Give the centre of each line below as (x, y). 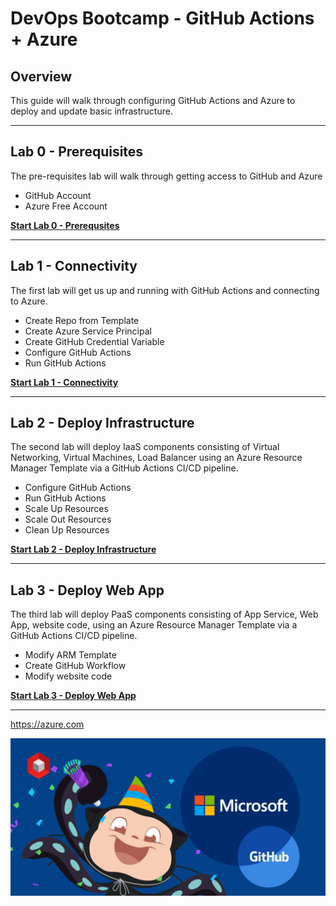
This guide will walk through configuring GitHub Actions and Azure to (153, 100)
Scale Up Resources (66, 509)
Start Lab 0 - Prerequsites (65, 225)
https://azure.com (47, 724)
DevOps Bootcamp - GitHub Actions (162, 18)
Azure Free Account (66, 206)
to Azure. (29, 301)
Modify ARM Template (70, 655)
